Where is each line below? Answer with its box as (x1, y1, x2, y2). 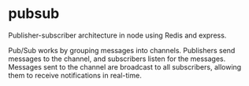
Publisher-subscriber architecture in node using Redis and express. (8, 30, 227, 40)
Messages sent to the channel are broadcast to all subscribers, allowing (8, 62, 242, 71)
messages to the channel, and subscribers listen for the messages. (8, 54, 226, 63)
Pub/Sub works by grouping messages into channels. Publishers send (8, 45, 236, 55)
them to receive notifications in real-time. (8, 70, 142, 80)
